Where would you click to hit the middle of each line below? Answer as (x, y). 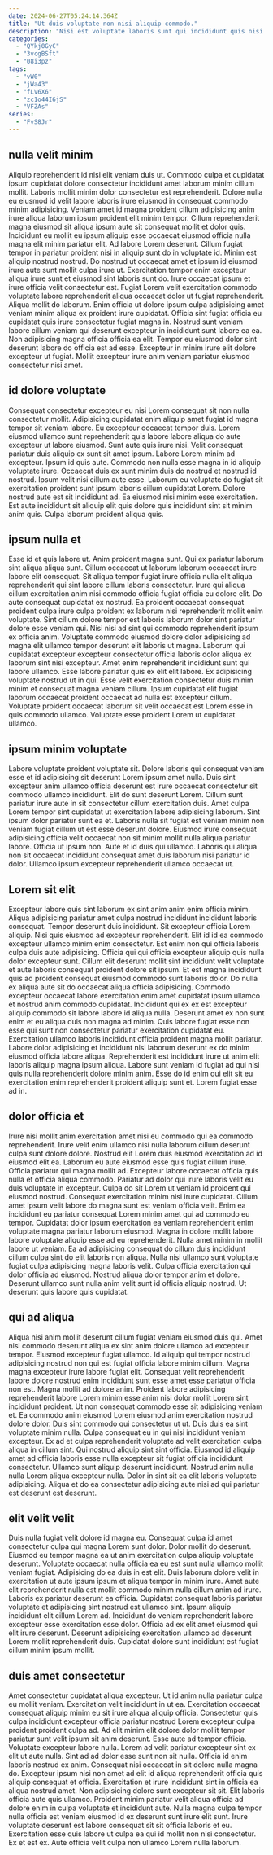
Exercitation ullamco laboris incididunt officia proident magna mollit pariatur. (136, 1038)
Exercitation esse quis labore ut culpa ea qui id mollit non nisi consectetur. (132, 1834)
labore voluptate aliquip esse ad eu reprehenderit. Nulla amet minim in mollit (136, 1239)
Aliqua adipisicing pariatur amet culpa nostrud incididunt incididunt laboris (133, 918)
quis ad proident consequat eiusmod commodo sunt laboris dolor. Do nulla (133, 978)
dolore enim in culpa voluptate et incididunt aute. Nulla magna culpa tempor (135, 1808)
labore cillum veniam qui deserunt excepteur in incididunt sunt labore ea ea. (135, 330)
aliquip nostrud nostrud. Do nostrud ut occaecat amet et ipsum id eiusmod (133, 261)
